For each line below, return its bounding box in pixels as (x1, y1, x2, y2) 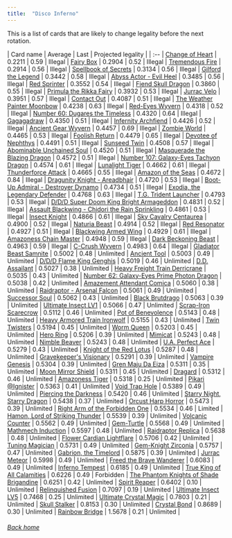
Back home (7, 523, 40, 532)
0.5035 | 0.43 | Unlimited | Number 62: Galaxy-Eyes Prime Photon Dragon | (7, 271, 222, 280)
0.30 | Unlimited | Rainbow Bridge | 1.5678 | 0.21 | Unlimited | (7, 507, 180, 516)
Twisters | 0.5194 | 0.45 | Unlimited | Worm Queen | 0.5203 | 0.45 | (7, 323, 197, 331)
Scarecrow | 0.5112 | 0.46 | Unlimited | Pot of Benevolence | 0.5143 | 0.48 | (7, 308, 220, 317)
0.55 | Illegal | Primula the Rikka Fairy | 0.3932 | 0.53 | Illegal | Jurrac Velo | (7, 87, 220, 95)
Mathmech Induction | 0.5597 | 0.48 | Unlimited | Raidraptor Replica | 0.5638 (7, 426, 226, 435)
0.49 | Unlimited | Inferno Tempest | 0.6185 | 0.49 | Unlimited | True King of (7, 463, 222, 471)
